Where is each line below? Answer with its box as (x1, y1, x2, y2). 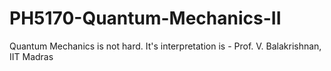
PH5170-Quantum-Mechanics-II (9, 7, 282, 30)
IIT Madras (9, 50, 54, 62)
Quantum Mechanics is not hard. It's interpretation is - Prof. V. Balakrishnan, (9, 40, 322, 52)
